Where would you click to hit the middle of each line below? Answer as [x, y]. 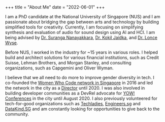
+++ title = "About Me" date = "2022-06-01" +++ [55, 7]
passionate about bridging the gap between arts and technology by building [82, 22]
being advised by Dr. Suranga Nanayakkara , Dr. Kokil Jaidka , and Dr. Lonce [81, 37]
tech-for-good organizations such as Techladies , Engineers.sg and [73, 104]
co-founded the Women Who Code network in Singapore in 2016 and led [79, 83]
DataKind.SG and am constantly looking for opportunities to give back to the [82, 109]
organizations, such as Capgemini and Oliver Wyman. [60, 68]
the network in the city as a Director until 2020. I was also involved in [75, 88]
